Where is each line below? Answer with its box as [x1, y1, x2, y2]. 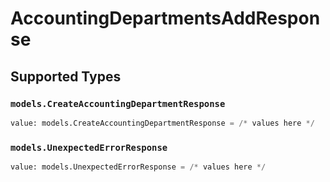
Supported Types [10, 68, 122, 85]
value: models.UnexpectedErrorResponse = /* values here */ [10, 162, 267, 172]
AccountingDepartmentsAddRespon [10, 7, 321, 30]
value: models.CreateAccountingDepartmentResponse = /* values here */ [10, 118, 315, 128]
